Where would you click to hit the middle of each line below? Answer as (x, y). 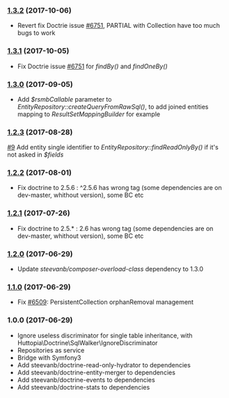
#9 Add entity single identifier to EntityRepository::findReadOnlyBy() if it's (113, 148)
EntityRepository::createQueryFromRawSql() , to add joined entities (113, 106)
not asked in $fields (35, 154)
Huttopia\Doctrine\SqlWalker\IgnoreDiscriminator (87, 342)
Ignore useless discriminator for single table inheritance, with (105, 335)
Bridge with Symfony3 (49, 358)
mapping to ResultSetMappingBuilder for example (89, 114)
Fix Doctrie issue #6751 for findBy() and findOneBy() (93, 66)
